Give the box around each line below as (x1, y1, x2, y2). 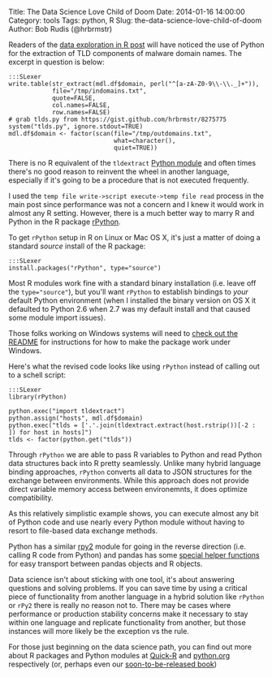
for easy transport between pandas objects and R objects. (8, 559, 203, 568)
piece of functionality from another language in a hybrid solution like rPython (8, 592, 265, 602)
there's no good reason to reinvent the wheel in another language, (8, 166, 230, 176)
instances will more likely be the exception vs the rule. (8, 627, 189, 636)
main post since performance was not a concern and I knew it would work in (8, 200, 264, 209)
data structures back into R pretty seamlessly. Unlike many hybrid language (8, 459, 261, 468)
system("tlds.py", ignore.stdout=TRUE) (8, 123, 144, 131)
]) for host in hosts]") (8, 429, 93, 437)
